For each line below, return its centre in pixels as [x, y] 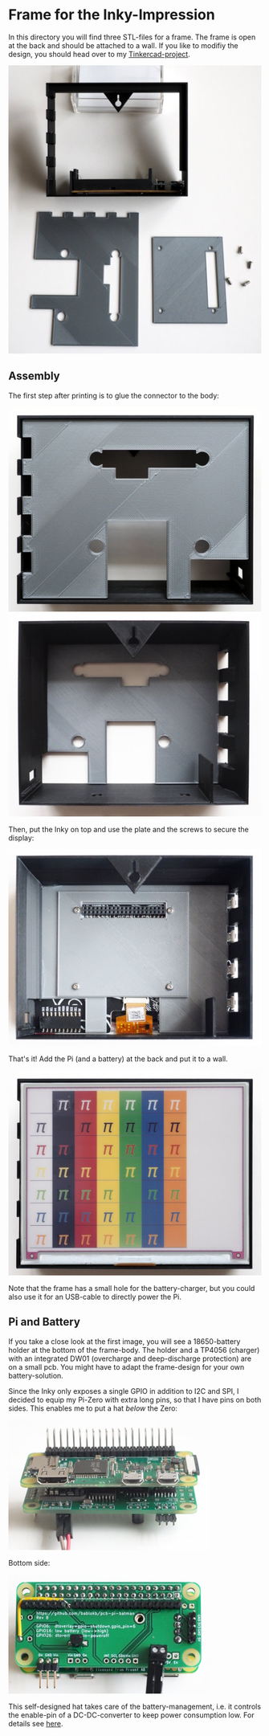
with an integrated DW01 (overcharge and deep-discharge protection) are [130, 1358]
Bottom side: [29, 1562]
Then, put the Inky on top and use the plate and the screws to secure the [128, 829]
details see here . [36, 1723]
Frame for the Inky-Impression [112, 15]
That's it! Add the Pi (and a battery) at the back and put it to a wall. [118, 1059]
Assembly [34, 376]
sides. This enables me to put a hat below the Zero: [93, 1408]
